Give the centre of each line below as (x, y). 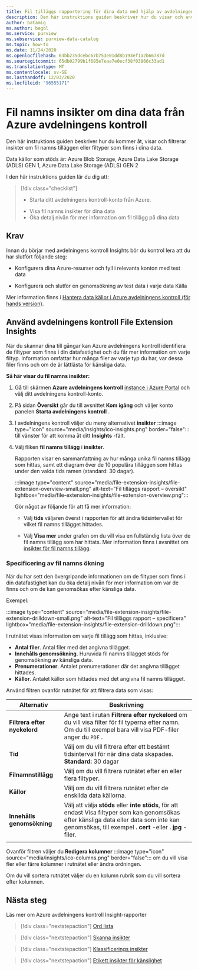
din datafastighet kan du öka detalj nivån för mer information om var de (92, 583)
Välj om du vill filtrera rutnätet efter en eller (123, 771)
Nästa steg (27, 901)
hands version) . (25, 303)
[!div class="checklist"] (49, 188)
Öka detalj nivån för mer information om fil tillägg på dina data (104, 217)
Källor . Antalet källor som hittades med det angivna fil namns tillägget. (100, 678)
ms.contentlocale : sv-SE (37, 72)
